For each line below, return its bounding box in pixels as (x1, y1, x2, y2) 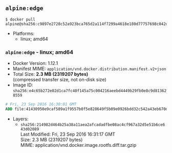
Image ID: (12, 82, 33, 88)
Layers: (12, 116, 29, 122)
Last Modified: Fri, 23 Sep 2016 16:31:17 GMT (20, 131, 116, 137)
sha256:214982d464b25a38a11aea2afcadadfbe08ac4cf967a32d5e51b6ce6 (20, 122, 165, 127)
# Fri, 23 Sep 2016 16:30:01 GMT (5, 102, 77, 107)
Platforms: (12, 30, 35, 36)
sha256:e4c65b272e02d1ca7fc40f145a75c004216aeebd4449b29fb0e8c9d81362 (12, 89, 167, 94)
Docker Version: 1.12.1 (12, 60, 58, 67)
